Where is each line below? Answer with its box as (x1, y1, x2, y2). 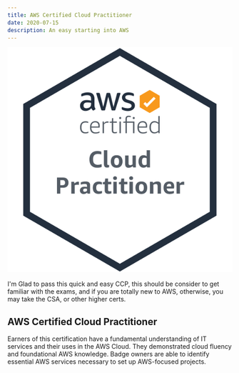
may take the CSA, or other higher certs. (7, 295, 126, 304)
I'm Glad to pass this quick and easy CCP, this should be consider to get (7, 279, 220, 289)
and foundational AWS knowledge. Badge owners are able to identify (7, 350, 210, 359)
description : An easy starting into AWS (7, 26, 130, 34)
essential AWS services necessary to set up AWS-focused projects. (7, 357, 207, 366)
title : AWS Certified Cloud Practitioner (7, 11, 133, 19)
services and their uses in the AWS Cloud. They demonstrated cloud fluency (7, 342, 232, 351)
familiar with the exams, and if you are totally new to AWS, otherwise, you (7, 287, 223, 296)
